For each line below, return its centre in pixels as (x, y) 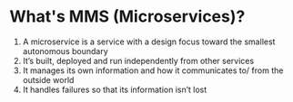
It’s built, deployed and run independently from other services (138, 60)
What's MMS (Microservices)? (127, 17)
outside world (48, 79)
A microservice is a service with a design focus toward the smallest (149, 42)
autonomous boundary (66, 51)
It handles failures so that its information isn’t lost (115, 89)
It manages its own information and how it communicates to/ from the (153, 70)
